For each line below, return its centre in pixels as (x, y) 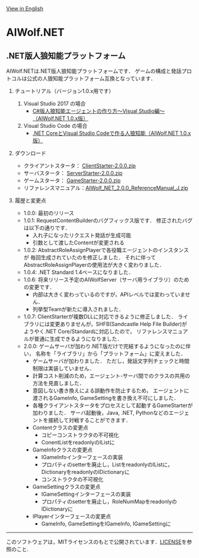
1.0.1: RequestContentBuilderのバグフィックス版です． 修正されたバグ (108, 220)
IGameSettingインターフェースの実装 (86, 494)
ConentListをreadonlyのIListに (78, 442)
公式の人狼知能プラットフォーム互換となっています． (91, 78)
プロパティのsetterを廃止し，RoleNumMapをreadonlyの (109, 501)
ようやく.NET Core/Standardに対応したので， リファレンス (95, 331)
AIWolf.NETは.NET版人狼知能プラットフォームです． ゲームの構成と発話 (94, 71)
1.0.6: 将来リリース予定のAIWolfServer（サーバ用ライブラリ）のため (106, 280)
